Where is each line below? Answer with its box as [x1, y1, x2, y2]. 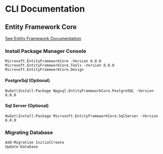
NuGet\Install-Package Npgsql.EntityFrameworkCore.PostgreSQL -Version [5, 88, 154, 93]
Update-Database [5, 144, 38, 149]
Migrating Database [5, 129, 53, 136]
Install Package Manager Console [5, 48, 86, 54]
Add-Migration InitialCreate [5, 140, 64, 145]
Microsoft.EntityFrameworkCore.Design [5, 67, 84, 72]
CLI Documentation [5, 3, 85, 15]
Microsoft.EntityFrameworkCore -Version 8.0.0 [5, 59, 102, 64]
